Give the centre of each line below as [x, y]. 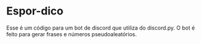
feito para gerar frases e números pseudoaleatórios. [72, 34]
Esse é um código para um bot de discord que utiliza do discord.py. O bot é [101, 28]
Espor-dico [35, 11]
